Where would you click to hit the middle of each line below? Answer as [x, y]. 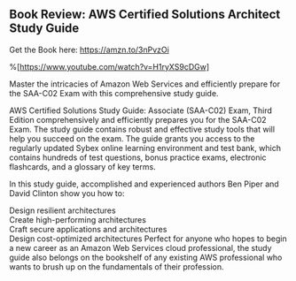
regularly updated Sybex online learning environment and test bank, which [145, 148]
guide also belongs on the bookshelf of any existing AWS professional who [146, 257]
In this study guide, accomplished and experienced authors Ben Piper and [144, 184]
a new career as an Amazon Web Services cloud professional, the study [140, 247]
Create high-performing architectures [78, 219]
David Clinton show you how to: [67, 193]
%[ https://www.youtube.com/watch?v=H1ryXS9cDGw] [109, 66]
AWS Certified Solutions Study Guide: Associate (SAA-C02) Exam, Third [141, 110]
